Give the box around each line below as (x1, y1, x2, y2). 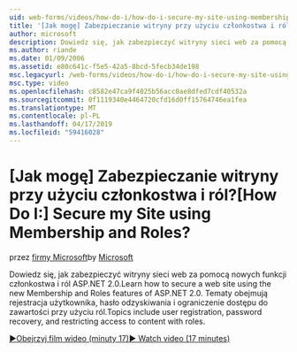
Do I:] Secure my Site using (9, 204, 211, 224)
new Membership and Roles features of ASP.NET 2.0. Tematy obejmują (9, 287, 268, 298)
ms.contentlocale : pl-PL (9, 111, 101, 120)
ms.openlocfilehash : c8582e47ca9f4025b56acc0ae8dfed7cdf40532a (9, 87, 247, 96)
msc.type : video (9, 79, 69, 88)
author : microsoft (9, 29, 77, 38)
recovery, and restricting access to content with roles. (9, 316, 206, 326)
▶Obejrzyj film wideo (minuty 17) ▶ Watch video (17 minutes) (9, 333, 231, 343)
